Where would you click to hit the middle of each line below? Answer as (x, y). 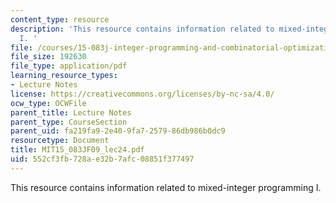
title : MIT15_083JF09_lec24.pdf (77, 150)
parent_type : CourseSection (69, 122)
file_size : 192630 (48, 57)
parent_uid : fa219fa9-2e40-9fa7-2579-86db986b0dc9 (118, 131)
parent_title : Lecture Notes (71, 112)
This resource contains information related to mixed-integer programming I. (166, 187)
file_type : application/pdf (69, 66)
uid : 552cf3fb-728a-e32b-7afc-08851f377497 (102, 159)
